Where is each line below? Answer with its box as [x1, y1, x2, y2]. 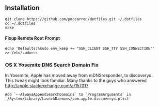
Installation [5, 4, 40, 12]
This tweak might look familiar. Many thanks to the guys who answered [5, 77, 147, 84]
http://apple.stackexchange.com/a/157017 [5, 83, 89, 89]
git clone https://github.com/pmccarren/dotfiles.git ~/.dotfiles [5, 16, 142, 21]
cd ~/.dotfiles [5, 21, 36, 26]
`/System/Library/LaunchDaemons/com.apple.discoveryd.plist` [5, 96, 131, 101]
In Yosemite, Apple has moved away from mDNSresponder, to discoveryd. [5, 73, 153, 78]
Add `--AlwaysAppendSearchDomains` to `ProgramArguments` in [5, 92, 131, 97]
